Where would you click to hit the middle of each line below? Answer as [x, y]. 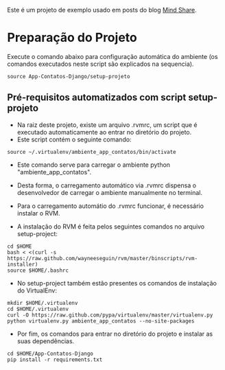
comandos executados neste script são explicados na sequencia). [100, 64]
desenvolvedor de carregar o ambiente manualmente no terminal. [110, 192]
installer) [23, 264]
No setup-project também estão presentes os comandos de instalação [117, 283]
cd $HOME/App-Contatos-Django [50, 354]
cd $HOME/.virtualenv [38, 309]
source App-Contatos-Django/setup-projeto [69, 76]
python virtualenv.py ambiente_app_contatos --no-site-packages [101, 321]
